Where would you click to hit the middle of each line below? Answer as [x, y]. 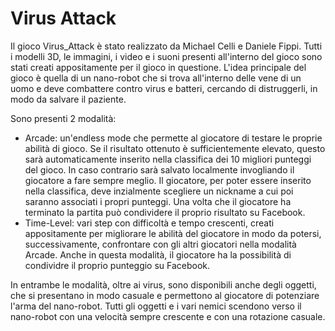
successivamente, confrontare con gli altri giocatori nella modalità [160, 244]
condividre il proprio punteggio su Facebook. [117, 265]
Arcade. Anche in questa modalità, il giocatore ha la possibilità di [158, 254]
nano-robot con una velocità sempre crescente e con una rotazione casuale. [168, 316]
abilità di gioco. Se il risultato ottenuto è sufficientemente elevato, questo [175, 148]
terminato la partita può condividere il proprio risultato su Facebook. [165, 212]
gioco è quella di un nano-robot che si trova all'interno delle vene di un [156, 78]
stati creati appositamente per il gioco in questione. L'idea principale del [158, 67]
